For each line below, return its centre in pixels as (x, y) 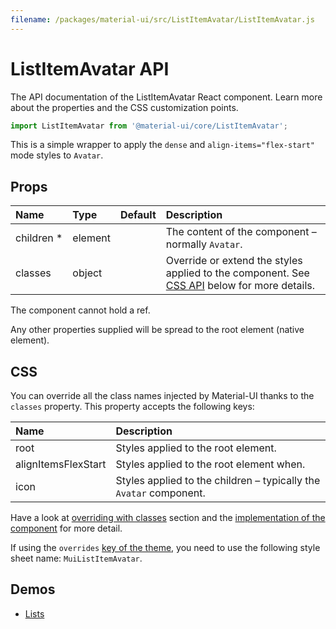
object (87, 273)
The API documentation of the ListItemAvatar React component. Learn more (166, 97)
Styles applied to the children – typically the (218, 481)
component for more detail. (66, 528)
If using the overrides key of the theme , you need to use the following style (165, 548)
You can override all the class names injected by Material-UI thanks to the (162, 396)
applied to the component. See (237, 273)
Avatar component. (160, 493)
